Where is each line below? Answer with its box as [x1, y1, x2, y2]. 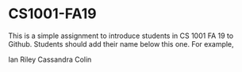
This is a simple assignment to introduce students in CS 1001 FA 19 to [8, 31, 234, 40]
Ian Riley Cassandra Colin [8, 55, 92, 64]
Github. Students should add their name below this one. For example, [8, 39, 234, 48]
